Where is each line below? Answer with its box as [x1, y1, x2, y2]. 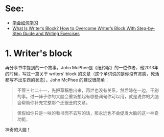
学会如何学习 [12, 20, 38, 26]
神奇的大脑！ [5, 126, 31, 133]
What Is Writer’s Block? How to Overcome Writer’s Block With [12, 25, 136, 31]
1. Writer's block [5, 48, 72, 59]
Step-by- [137, 25, 155, 31]
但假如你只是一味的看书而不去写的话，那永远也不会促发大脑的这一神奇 [17, 110, 159, 116]
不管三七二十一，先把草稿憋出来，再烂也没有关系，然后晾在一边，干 [17, 87, 155, 93]
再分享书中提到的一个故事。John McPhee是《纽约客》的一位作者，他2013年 [5, 64, 159, 70]
